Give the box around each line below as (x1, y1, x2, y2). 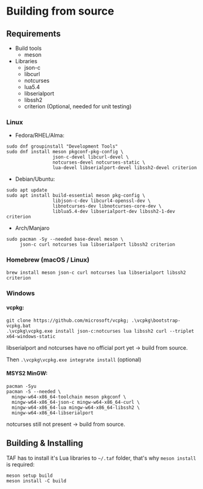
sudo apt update (6, 187, 47, 193)
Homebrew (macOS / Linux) (6, 255, 90, 264)
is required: (6, 460, 35, 468)
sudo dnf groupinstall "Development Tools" (6, 144, 119, 150)
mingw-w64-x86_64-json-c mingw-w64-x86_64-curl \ (12, 399, 140, 405)
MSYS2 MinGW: (6, 370, 48, 377)
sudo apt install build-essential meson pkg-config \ (6, 193, 146, 199)
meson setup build (6, 473, 53, 479)
